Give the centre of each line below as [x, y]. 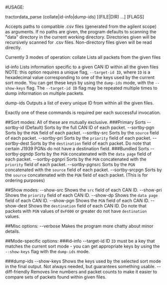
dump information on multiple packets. [45, 93]
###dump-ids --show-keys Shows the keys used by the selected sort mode [83, 261]
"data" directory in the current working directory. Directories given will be [81, 37]
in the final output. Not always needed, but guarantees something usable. [81, 266]
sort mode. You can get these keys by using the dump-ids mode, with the [80, 83]
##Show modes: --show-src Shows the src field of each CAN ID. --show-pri [83, 190]
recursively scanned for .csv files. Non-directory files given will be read [79, 42]
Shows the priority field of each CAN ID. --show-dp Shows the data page [82, 195]
